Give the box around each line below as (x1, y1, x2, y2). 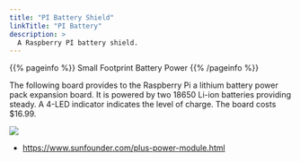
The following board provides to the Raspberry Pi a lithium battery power (9, 80, 278, 90)
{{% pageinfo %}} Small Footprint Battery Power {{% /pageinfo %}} (9, 63, 259, 73)
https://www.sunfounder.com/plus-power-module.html (22, 142, 226, 153)
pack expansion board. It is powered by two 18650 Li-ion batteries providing (9, 90, 292, 100)
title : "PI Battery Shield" (9, 13, 115, 22)
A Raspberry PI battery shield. (17, 38, 139, 47)
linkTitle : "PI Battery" (9, 21, 102, 30)
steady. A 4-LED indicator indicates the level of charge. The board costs (9, 99, 277, 110)
